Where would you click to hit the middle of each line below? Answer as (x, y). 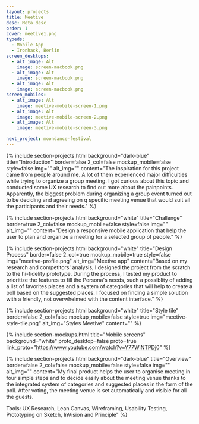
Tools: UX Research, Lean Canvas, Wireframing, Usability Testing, (87, 408)
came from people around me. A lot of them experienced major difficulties (97, 174)
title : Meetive (25, 17)
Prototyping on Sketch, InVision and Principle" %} (67, 414)
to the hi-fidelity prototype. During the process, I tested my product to (91, 273)
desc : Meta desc (26, 23)
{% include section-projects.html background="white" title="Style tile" (92, 310)
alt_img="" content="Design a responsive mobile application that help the (96, 230)
